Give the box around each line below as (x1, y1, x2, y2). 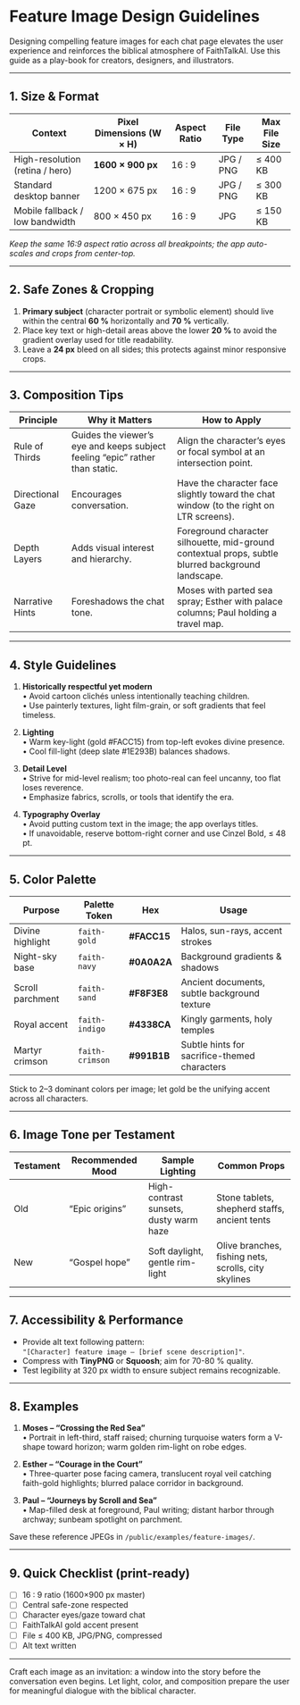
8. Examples (9, 1400, 79, 1415)
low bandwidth (13, 215, 76, 228)
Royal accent (13, 1018, 69, 1031)
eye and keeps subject (71, 440, 167, 453)
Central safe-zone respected (21, 1600, 129, 1610)
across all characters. (9, 1093, 89, 1104)
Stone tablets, (215, 1191, 275, 1203)
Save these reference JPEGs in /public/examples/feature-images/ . (9, 1532, 256, 1542)
